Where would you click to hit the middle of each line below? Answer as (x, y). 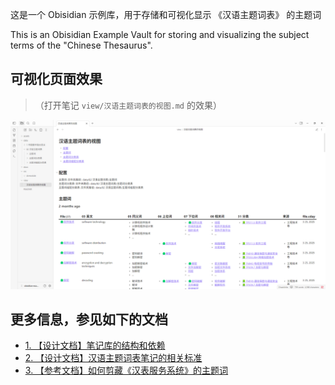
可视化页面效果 (56, 79)
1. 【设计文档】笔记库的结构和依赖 (95, 345)
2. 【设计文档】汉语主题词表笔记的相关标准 (113, 358)
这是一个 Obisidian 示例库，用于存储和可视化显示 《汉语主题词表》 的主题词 (166, 14)
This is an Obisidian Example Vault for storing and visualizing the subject (160, 34)
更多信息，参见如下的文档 (89, 319)
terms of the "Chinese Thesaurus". (81, 45)
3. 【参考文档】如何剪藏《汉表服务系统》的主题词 (126, 370)
